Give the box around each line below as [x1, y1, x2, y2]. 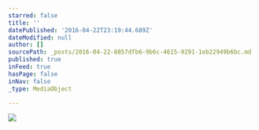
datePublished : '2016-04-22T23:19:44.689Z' [8, 26, 154, 34]
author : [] [8, 41, 44, 49]
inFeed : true [8, 63, 51, 71]
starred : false [8, 11, 58, 20]
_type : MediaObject [8, 84, 72, 93]
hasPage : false [8, 70, 58, 78]
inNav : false [8, 77, 51, 85]
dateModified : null [8, 33, 72, 42]
